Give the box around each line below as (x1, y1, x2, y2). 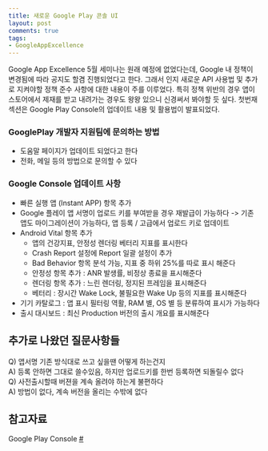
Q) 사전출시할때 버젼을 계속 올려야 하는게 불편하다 (8, 377, 164, 386)
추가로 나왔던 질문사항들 (8, 334, 120, 348)
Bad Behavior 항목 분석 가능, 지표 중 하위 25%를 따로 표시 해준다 (31, 258, 236, 268)
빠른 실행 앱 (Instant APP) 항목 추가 (19, 198, 132, 207)
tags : (8, 34, 26, 42)
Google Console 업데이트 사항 (8, 178, 122, 189)
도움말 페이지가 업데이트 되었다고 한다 (19, 146, 138, 156)
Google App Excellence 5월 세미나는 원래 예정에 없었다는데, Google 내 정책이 (8, 65, 254, 74)
